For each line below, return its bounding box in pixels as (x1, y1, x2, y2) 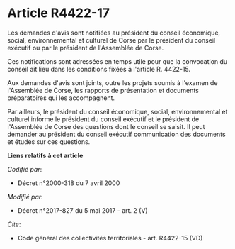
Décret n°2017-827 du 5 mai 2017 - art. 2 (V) (17, 206, 148, 214)
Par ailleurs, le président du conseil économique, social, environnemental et (7, 107, 228, 116)
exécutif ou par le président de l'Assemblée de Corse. (7, 43, 164, 52)
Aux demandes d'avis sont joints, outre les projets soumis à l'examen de (7, 78, 218, 87)
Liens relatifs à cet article (7, 151, 84, 160)
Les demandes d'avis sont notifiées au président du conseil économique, (7, 28, 221, 37)
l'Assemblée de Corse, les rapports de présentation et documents (7, 86, 200, 94)
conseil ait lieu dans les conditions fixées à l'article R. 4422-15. (7, 65, 191, 73)
